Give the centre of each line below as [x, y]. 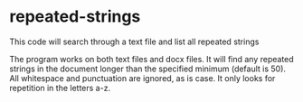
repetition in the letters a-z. [60, 88]
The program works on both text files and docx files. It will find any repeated [151, 59]
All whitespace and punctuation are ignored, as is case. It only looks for [142, 78]
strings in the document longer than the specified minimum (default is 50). [148, 69]
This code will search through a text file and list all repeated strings [134, 42]
